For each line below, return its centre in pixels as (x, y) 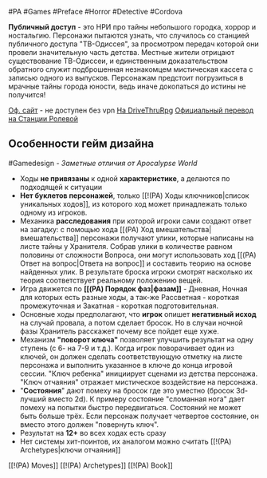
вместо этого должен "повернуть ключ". (89, 424)
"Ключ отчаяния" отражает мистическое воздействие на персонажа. (139, 381)
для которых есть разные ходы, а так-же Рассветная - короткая (130, 297)
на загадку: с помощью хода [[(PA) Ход (86, 229)
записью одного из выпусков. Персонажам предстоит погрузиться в (126, 78)
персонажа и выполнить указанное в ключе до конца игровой (126, 365)
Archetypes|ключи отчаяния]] (70, 449)
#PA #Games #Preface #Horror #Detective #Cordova (96, 12)
